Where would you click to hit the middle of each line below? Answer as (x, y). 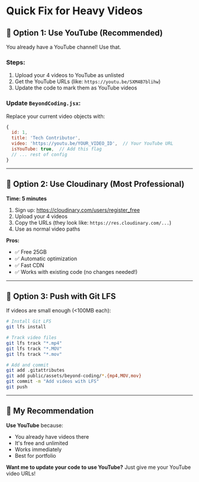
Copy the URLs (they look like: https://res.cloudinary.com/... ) (93, 222)
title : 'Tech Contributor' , (46, 138)
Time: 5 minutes (27, 198)
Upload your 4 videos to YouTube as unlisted (69, 75)
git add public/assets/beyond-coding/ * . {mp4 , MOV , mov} (74, 376)
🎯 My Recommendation (50, 411)
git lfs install (26, 327)
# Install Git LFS (29, 321)
